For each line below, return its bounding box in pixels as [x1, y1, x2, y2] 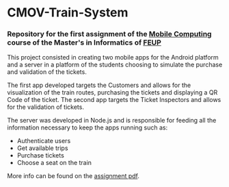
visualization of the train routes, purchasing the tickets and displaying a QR [7, 88, 218, 97]
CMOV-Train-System [7, 5, 129, 21]
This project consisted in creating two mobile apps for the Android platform [7, 53, 219, 62]
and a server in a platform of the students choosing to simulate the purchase [7, 60, 223, 69]
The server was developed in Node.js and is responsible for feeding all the [7, 116, 217, 125]
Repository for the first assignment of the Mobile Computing [7, 29, 212, 39]
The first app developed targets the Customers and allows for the [7, 81, 191, 90]
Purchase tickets [16, 151, 65, 160]
